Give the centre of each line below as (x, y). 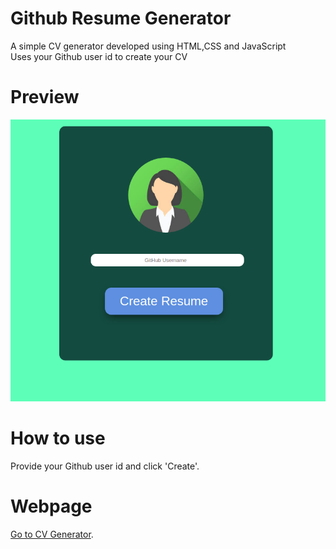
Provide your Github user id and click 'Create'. (105, 466)
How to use (58, 438)
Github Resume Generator (121, 18)
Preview (45, 97)
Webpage (51, 506)
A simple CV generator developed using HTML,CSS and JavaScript (148, 46)
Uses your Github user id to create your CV (99, 56)
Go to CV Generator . (52, 534)
